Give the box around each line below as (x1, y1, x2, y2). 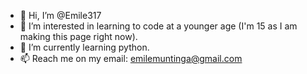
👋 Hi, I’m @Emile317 (19, 10, 102, 21)
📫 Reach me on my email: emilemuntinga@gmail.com (19, 53, 243, 64)
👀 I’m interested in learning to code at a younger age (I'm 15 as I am (19, 20, 298, 32)
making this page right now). (19, 31, 138, 42)
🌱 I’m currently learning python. (19, 41, 150, 53)
